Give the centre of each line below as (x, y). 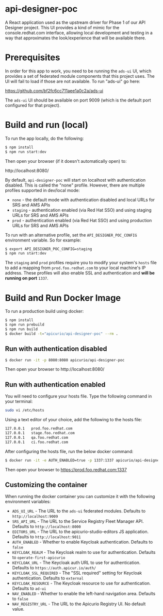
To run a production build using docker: (44, 311)
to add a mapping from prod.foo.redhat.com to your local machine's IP (75, 268)
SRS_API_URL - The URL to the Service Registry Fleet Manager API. (78, 521)
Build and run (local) (47, 125)
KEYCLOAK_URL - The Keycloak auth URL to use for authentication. (76, 563)
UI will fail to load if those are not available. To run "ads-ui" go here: (73, 81)
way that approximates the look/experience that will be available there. (76, 38)
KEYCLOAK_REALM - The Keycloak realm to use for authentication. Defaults (84, 552)
